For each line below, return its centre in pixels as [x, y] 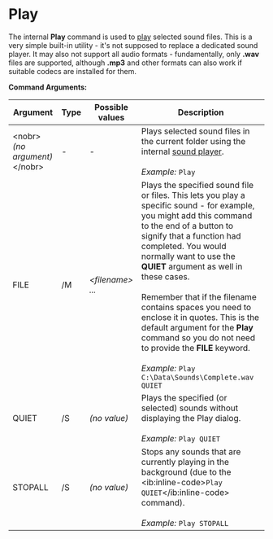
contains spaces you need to [196, 307]
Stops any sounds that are [191, 451]
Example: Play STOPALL [185, 523]
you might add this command [197, 215]
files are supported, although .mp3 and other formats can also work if [125, 63]
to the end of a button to [187, 226]
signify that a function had [191, 235]
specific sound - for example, [198, 205]
